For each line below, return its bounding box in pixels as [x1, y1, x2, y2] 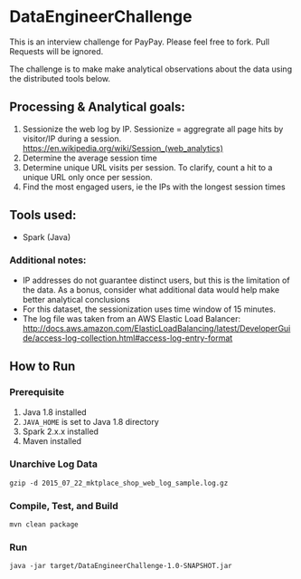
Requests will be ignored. [9, 45, 104, 56]
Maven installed [22, 435, 82, 446]
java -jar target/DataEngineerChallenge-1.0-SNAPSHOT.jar [9, 562, 232, 571]
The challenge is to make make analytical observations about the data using [9, 63, 292, 74]
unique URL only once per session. [22, 171, 154, 182]
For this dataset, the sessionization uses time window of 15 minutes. [22, 304, 277, 314]
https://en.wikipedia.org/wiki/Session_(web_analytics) [22, 142, 224, 153]
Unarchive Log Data [9, 458, 98, 470]
